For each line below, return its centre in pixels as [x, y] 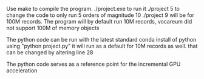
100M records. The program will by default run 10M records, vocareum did [99, 21]
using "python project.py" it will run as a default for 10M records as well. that [102, 46]
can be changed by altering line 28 [50, 52]
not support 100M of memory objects [53, 28]
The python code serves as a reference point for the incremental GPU [93, 64]
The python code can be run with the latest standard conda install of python [101, 39]
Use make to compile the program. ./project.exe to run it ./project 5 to [93, 9]
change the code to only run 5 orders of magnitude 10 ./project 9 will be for [100, 15]
